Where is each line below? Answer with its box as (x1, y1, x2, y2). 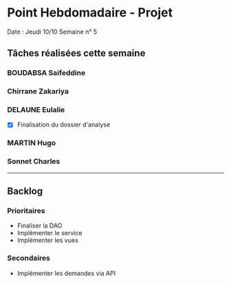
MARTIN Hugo (7, 138, 56, 148)
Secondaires (7, 253, 50, 263)
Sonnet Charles (7, 157, 60, 166)
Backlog (7, 186, 43, 197)
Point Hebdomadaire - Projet (7, 5, 173, 21)
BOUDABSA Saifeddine (7, 68, 86, 78)
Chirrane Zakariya (7, 87, 69, 96)
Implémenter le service (16, 229, 82, 237)
